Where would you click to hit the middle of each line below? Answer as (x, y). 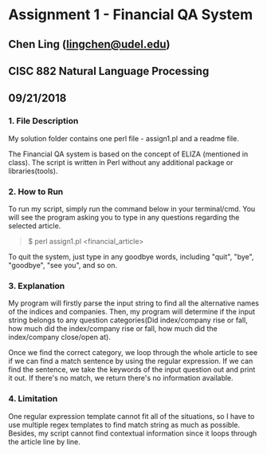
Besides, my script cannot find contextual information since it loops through (133, 433)
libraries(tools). (33, 171)
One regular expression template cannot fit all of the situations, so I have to (132, 416)
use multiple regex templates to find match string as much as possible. (124, 424)
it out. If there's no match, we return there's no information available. (121, 378)
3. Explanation (37, 286)
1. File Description (43, 121)
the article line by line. (45, 441)
